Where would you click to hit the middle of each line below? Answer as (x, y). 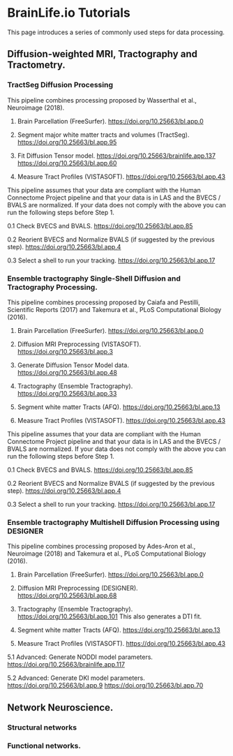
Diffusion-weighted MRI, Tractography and (102, 54)
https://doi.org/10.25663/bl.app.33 (67, 393)
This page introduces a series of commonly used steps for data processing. (116, 32)
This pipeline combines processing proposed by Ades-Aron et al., (102, 547)
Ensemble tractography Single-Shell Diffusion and (94, 279)
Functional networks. (44, 746)
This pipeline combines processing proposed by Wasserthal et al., (102, 100)
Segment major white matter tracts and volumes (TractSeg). (103, 135)
